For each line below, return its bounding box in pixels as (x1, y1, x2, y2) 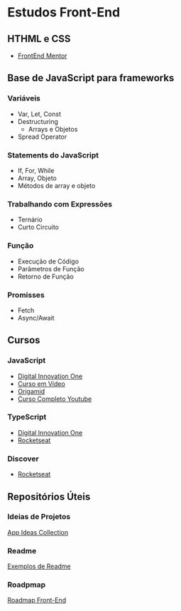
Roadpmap (7, 580, 46, 590)
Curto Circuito (17, 223, 59, 231)
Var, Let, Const (17, 110, 62, 118)
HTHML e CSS (7, 33, 71, 45)
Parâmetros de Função (17, 264, 84, 273)
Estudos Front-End (7, 4, 121, 21)
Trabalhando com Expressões (7, 199, 112, 209)
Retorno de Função (17, 272, 75, 281)
